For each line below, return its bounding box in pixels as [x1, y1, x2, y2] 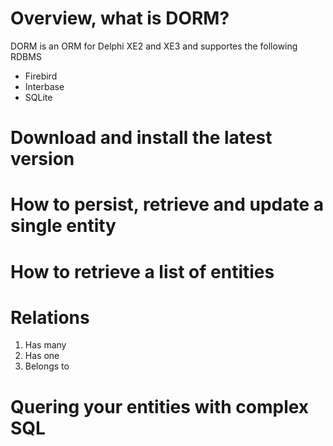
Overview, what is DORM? [10, 7, 230, 30]
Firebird [24, 70, 58, 82]
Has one [24, 350, 60, 362]
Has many [24, 339, 67, 351]
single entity [10, 215, 117, 237]
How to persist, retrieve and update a [10, 193, 325, 216]
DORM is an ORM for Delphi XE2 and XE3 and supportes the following [10, 40, 298, 52]
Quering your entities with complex [10, 395, 310, 418]
